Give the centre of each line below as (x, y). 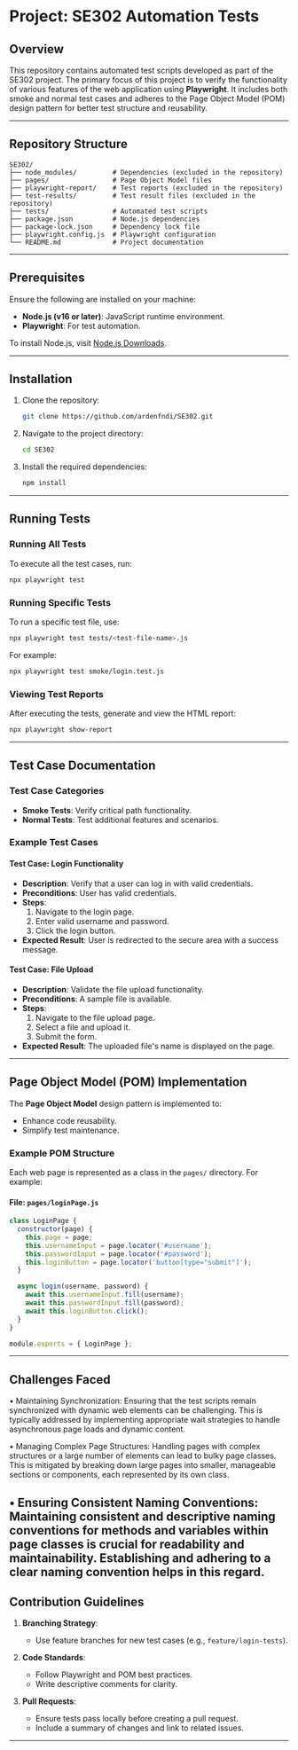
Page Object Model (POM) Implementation (128, 1083)
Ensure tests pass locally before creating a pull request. (137, 1719)
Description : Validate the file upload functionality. (113, 989)
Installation (41, 379)
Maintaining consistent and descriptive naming (142, 1516)
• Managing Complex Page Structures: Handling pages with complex (135, 1447)
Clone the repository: (61, 400)
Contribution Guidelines (77, 1602)
